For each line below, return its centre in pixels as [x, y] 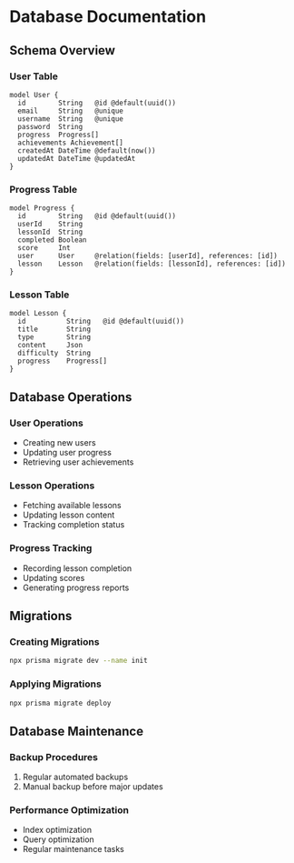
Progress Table [44, 189]
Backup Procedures [54, 757]
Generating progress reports [76, 587]
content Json [50, 346]
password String [50, 126]
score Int [44, 248]
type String [54, 337]
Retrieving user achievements [78, 462]
